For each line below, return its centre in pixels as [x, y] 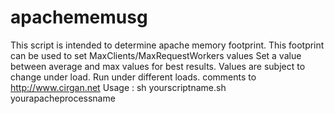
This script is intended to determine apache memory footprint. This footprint [167, 45]
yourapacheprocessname [63, 98]
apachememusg [79, 17]
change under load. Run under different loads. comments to [133, 77]
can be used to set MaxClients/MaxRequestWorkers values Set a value [156, 55]
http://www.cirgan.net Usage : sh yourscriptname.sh [118, 87]
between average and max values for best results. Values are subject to [158, 66]
